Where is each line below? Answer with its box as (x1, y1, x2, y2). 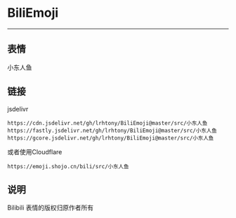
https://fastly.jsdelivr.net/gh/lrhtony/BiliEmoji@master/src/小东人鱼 (7, 127, 218, 134)
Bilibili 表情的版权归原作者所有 (7, 203, 94, 212)
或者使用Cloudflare (7, 147, 63, 156)
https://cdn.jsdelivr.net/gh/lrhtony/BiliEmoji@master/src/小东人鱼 (7, 119, 208, 127)
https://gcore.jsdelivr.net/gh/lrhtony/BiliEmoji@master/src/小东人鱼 (7, 135, 214, 142)
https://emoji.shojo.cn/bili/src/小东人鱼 (7, 163, 129, 170)
